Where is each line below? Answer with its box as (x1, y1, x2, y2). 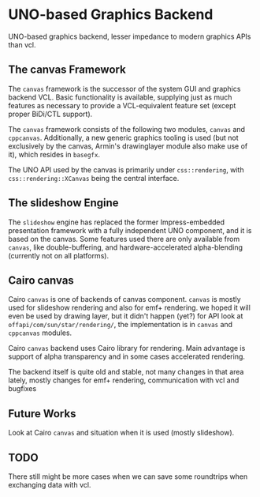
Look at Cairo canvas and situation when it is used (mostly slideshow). (8, 428, 235, 438)
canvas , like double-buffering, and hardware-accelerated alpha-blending (8, 243, 243, 252)
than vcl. (8, 40, 36, 49)
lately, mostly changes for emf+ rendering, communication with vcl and (8, 375, 240, 385)
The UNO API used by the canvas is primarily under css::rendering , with (8, 164, 244, 175)
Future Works (8, 407, 76, 420)
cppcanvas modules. (8, 328, 72, 337)
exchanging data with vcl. (8, 480, 91, 489)
